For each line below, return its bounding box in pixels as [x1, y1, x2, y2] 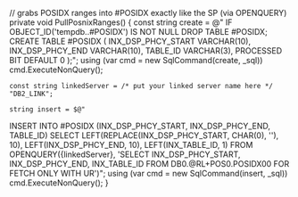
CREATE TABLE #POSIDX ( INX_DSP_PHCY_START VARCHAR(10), [9, 36, 252, 46]
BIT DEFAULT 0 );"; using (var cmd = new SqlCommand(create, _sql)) [9, 55, 263, 65]
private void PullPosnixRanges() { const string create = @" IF [9, 17, 233, 28]
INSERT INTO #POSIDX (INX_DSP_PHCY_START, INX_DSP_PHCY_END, [9, 120, 270, 131]
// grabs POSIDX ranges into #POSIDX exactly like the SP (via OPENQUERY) [9, 8, 287, 18]
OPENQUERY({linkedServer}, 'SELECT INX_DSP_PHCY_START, [9, 149, 241, 160]
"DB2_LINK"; [9, 89, 54, 98]
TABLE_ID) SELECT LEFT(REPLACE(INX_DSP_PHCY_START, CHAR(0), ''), [9, 130, 279, 141]
